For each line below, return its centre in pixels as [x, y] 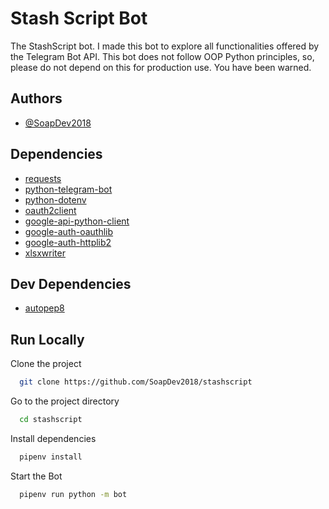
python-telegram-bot [68, 189]
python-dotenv [55, 199]
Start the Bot [36, 476]
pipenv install [51, 457]
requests [43, 178]
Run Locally [47, 339]
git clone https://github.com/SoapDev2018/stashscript [136, 382]
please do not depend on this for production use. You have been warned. [161, 67]
